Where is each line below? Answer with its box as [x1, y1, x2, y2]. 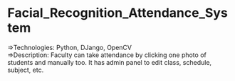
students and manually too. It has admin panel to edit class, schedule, [7, 58, 212, 66]
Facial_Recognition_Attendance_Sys [7, 5, 228, 21]
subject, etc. [7, 66, 44, 74]
